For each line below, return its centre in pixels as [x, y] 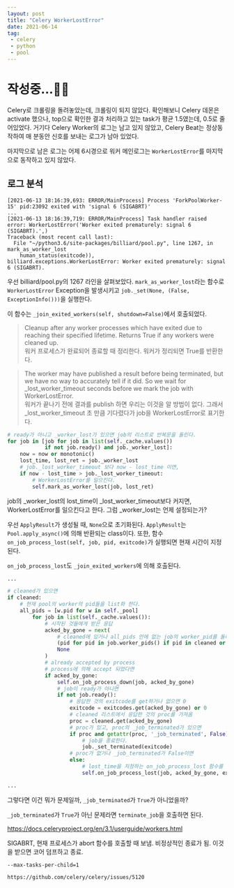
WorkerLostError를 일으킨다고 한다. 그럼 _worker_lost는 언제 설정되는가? [107, 510]
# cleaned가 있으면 [32, 591]
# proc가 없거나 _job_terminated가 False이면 [131, 754]
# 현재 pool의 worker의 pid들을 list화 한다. [80, 605]
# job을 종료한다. [105, 741]
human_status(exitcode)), [57, 256]
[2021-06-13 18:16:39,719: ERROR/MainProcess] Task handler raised [107, 219]
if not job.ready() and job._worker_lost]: [108, 447]
